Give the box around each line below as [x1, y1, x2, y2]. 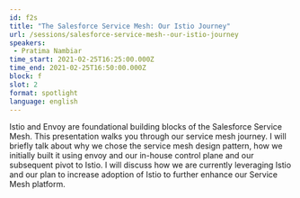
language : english [9, 96, 78, 106]
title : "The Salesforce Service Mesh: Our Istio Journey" [9, 22, 231, 31]
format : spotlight [9, 88, 78, 97]
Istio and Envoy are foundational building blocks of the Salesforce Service [9, 121, 283, 132]
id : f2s [9, 13, 39, 22]
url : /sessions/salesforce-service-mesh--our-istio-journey [9, 30, 240, 39]
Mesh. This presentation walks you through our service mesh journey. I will [9, 131, 287, 142]
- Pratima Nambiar [13, 47, 83, 56]
